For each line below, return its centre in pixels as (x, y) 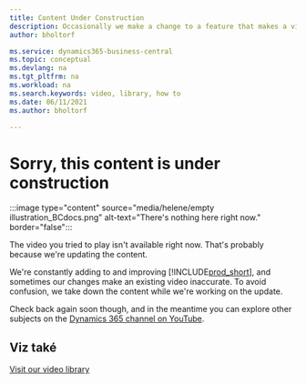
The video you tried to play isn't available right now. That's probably (137, 245)
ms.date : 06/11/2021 (49, 102)
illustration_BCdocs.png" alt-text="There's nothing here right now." (135, 217)
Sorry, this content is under (115, 163)
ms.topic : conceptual (51, 60)
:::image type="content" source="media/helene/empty (112, 208)
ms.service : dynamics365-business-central (91, 51)
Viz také (33, 347)
